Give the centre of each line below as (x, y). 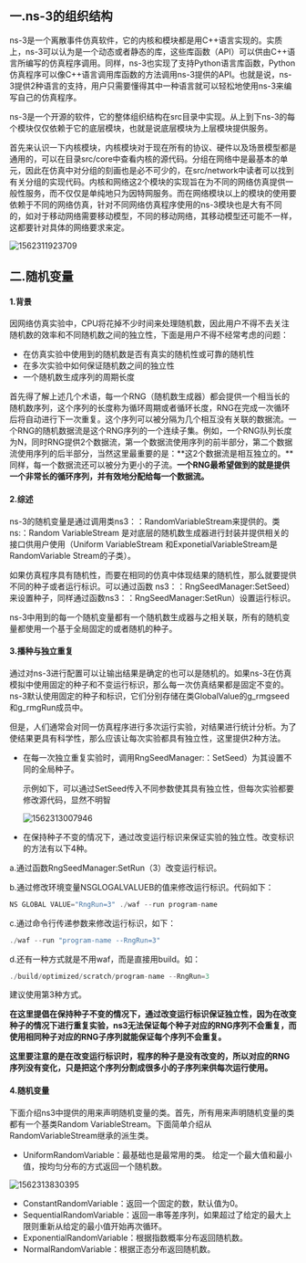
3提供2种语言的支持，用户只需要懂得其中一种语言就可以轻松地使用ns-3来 (147, 86)
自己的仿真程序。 (49, 97)
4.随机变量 (30, 1090)
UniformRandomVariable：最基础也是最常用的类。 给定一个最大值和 (149, 1154)
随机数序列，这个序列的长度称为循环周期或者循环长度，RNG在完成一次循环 (150, 408)
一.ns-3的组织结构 (61, 16)
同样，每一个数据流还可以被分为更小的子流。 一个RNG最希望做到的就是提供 (150, 465)
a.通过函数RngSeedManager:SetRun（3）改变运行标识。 (116, 868)
